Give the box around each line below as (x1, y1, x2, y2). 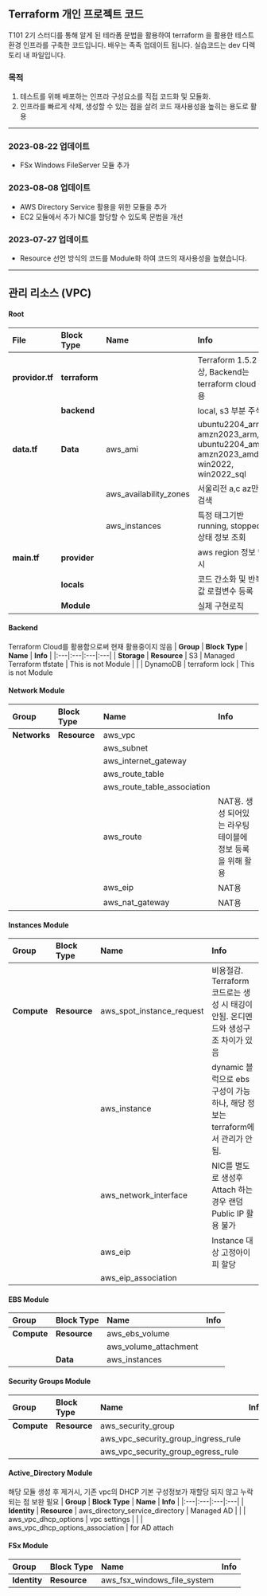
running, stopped (197, 520, 262, 531)
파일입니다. (31, 50, 66, 60)
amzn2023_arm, (197, 429, 260, 440)
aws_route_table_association (103, 782, 211, 792)
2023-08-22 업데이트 (8, 141, 90, 152)
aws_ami (106, 443, 139, 454)
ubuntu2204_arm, (197, 418, 265, 429)
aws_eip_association (100, 1272, 177, 1284)
